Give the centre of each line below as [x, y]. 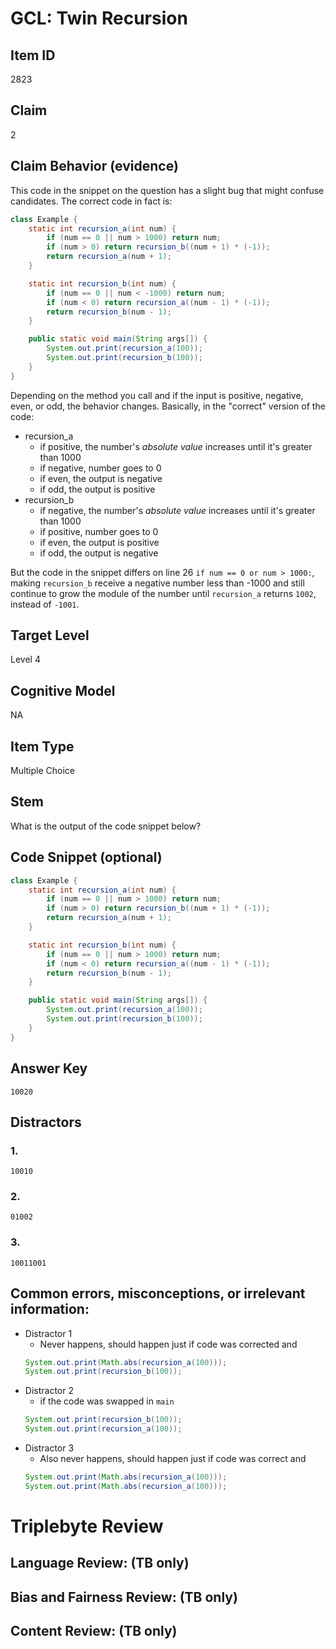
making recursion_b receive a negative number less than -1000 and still [157, 583]
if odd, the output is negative [99, 553]
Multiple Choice [43, 771]
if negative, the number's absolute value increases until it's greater [177, 510]
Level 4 [25, 659]
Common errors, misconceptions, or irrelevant [158, 1293]
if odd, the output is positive [97, 489]
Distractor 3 [49, 1448]
